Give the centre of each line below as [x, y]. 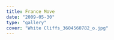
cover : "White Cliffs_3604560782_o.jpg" [58, 28]
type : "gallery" [26, 22]
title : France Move [31, 11]
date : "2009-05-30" [31, 17]
